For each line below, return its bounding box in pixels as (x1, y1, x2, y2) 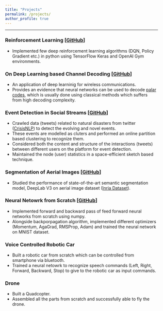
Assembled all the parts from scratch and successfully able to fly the (12, 296, 150, 302)
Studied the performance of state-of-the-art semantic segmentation (12, 180, 148, 186)
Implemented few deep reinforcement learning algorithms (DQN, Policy (12, 48, 154, 54)
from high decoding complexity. (12, 97, 76, 103)
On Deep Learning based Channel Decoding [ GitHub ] (5, 70, 132, 77)
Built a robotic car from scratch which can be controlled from (12, 252, 134, 258)
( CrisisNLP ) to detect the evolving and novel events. (12, 125, 116, 132)
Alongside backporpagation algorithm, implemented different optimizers (12, 218, 157, 224)
